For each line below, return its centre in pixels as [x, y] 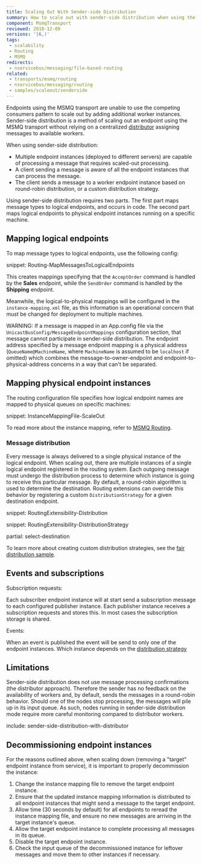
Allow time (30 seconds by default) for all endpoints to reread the [96, 810]
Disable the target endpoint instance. [61, 842]
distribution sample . [31, 554]
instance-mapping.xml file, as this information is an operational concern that [100, 307]
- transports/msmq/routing [43, 79]
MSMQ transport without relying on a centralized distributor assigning [93, 127]
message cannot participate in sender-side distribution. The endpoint [93, 338]
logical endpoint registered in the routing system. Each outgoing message [98, 469]
